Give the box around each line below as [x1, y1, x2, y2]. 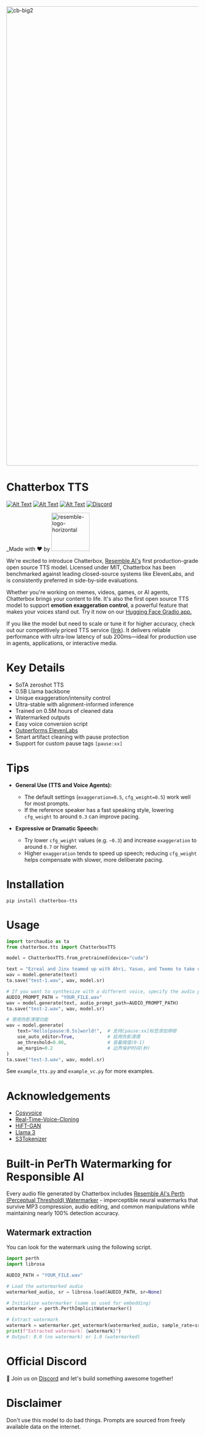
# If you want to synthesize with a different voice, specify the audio [6, 989, 195, 995]
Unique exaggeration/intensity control [15, 694, 111, 701]
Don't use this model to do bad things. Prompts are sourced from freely [6, 1416, 186, 1423]
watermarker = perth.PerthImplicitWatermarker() [6, 1306, 132, 1312]
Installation [6, 878, 65, 891]
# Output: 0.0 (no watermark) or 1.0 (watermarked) [6, 1333, 140, 1340]
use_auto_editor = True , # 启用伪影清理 [17, 1034, 140, 1040]
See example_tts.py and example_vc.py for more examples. [6, 1068, 154, 1075]
